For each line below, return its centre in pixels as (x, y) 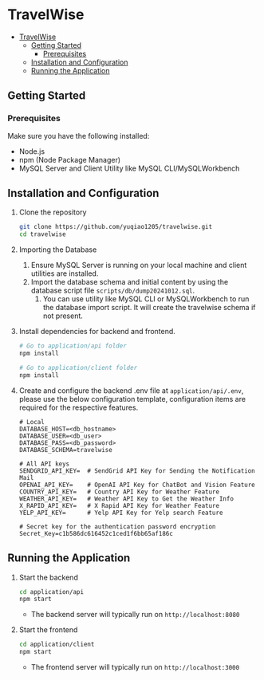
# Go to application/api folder (73, 346)
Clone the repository (53, 212)
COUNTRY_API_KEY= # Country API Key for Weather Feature (119, 492)
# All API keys (44, 464)
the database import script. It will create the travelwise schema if (149, 308)
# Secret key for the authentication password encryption (117, 527)
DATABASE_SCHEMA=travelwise (65, 450)
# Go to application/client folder (78, 368)
